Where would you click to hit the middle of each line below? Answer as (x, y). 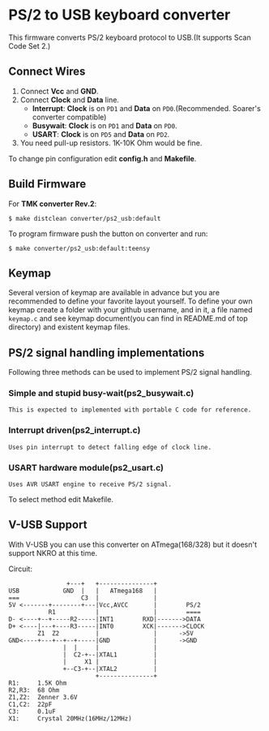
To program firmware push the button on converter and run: (108, 234)
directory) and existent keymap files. (70, 327)
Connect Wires (47, 72)
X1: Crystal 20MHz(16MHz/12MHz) (70, 718)
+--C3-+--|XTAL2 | (110, 669)
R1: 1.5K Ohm (38, 683)
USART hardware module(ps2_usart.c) (86, 467)
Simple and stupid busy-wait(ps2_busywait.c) (101, 393)
